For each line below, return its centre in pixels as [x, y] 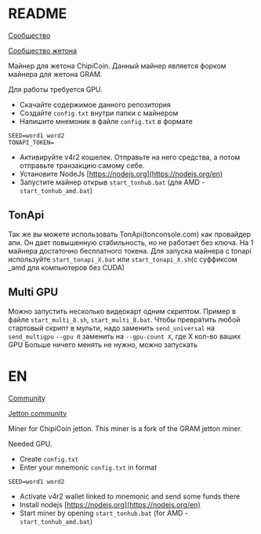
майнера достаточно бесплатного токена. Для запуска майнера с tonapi [130, 251]
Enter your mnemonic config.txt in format [88, 467]
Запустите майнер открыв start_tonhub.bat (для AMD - [112, 182]
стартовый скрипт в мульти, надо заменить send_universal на [112, 327]
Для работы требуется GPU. [56, 89]
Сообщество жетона [42, 50]
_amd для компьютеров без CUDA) [67, 267]
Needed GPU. [30, 444]
